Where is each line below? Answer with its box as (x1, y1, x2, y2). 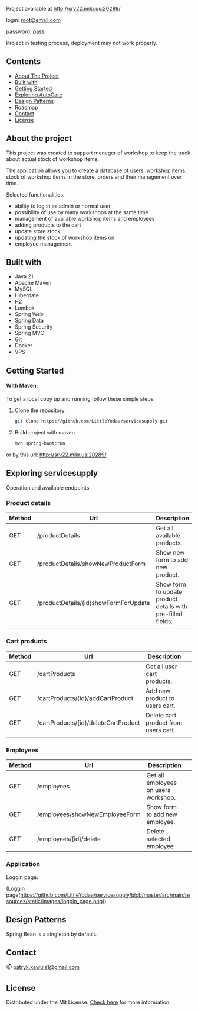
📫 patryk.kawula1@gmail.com (6, 964, 80, 971)
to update (156, 587, 183, 595)
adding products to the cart (14, 221, 81, 228)
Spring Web (14, 311, 44, 318)
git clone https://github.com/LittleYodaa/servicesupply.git (14, 418, 169, 424)
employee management (14, 240, 72, 247)
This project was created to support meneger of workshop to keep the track (6, 149, 191, 156)
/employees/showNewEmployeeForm (37, 810, 141, 819)
